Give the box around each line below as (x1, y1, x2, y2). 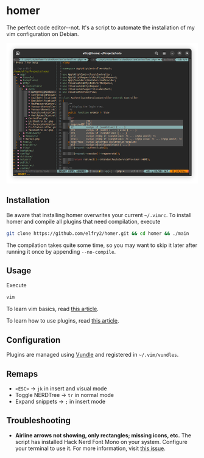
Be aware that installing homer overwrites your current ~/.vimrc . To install (6, 211, 192, 218)
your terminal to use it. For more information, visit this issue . (15, 445, 166, 452)
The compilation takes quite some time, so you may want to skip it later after (6, 242, 198, 249)
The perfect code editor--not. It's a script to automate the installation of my (6, 24, 195, 31)
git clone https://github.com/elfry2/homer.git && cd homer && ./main (6, 230, 189, 237)
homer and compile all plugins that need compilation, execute (6, 218, 161, 225)
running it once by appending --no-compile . (6, 248, 116, 255)
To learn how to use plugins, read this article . (6, 317, 119, 324)
